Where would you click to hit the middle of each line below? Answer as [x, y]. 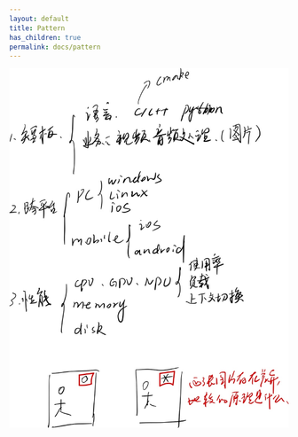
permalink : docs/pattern [55, 47]
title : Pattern [37, 28]
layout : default [39, 19]
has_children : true [45, 37]
